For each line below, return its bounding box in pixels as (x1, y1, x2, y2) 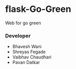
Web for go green (5, 20, 41, 26)
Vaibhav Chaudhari (12, 54, 52, 60)
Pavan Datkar (12, 60, 40, 66)
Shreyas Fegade (12, 49, 46, 55)
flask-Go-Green (5, 3, 72, 15)
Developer (5, 32, 31, 39)
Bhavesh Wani (12, 44, 42, 50)
